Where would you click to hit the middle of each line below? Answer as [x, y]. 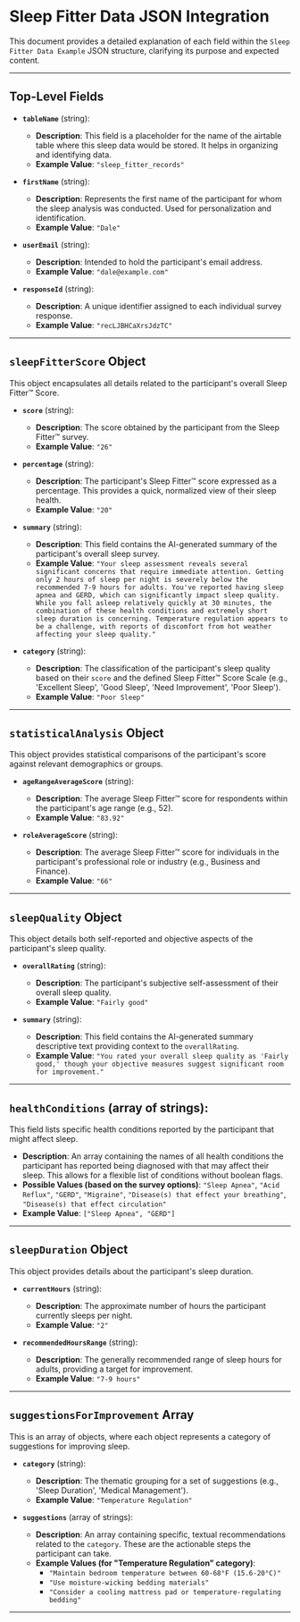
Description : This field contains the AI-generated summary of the [156, 544]
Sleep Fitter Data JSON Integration [139, 17]
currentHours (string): [62, 1288]
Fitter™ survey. [62, 436]
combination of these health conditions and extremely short [151, 611]
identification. [61, 217]
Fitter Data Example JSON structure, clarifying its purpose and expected [144, 50]
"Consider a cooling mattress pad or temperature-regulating [165, 1592]
